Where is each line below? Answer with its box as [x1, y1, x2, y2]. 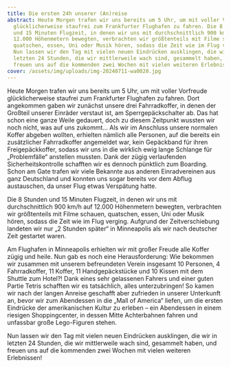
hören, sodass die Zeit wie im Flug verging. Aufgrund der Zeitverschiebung [7, 217, 220, 225]
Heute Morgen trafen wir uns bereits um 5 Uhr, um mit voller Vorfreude [7, 87, 208, 95]
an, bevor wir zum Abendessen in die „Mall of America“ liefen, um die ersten [7, 296, 223, 304]
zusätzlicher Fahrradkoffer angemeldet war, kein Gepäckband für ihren [7, 138, 208, 146]
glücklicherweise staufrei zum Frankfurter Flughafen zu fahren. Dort [7, 94, 200, 102]
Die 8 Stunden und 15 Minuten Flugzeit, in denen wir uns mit [7, 195, 177, 203]
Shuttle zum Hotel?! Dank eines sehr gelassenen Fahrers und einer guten [7, 274, 214, 282]
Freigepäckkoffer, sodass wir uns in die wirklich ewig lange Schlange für [7, 145, 212, 154]
